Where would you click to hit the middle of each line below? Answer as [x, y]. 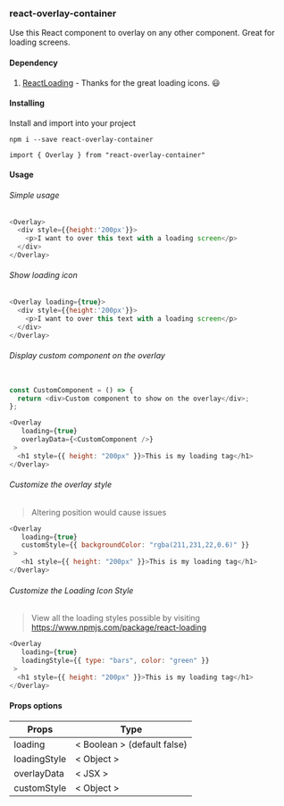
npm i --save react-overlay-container [81, 139]
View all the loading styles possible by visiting [116, 618]
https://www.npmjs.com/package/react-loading [119, 627]
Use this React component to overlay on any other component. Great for [142, 33]
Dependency [33, 63]
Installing [27, 103]
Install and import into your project [72, 122]
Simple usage [34, 195]
